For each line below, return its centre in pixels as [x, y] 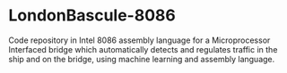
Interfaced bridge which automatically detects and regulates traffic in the [143, 49]
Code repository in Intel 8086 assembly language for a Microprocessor [139, 40]
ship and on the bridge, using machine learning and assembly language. [142, 59]
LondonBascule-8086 [92, 16]
